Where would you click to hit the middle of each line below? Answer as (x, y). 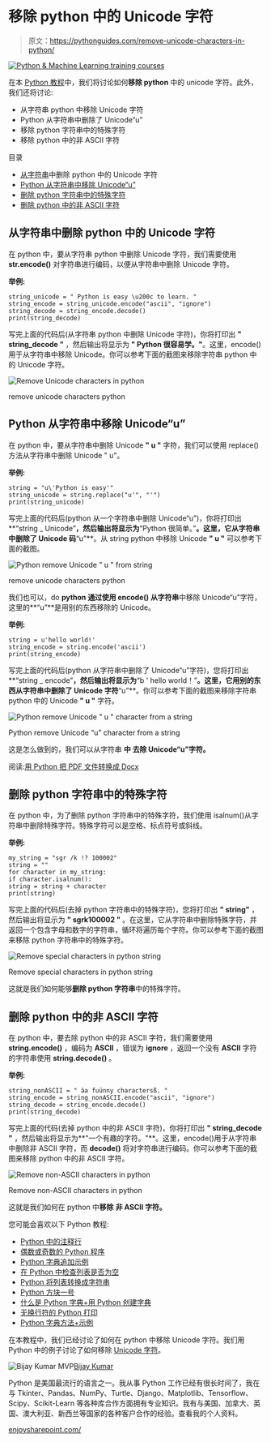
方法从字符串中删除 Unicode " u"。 (66, 455)
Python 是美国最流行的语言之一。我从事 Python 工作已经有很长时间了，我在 (134, 1383)
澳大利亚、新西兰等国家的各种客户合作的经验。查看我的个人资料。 (132, 1414)
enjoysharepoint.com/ (45, 1430)
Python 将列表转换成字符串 (65, 1282)
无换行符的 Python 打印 (59, 1313)
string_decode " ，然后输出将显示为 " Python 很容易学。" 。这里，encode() (135, 344)
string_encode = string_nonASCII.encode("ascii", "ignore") (112, 1098)
